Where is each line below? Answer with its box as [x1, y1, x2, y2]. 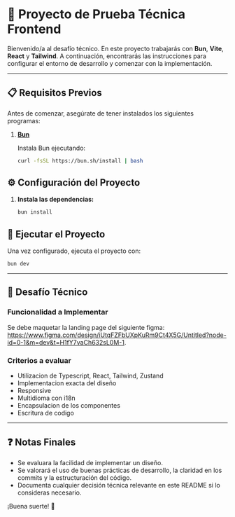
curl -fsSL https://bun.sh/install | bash [17, 157, 143, 164]
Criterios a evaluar [7, 355, 71, 365]
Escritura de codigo [17, 408, 75, 417]
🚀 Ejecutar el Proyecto [7, 228, 106, 240]
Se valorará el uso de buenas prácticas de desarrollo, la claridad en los [17, 466, 222, 474]
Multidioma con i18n [17, 394, 76, 402]
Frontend [7, 21, 62, 37]
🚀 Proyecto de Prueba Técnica [7, 6, 185, 22]
